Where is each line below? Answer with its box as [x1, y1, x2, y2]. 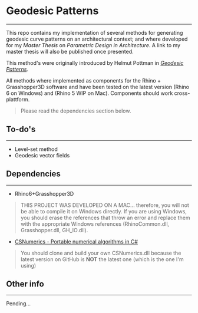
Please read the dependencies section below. [20, 107, 131, 114]
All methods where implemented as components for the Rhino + [6, 77, 161, 84]
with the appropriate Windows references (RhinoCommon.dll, [20, 220, 170, 228]
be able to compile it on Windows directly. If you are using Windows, [20, 207, 187, 215]
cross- [174, 90, 190, 97]
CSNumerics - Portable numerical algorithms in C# [14, 238, 138, 245]
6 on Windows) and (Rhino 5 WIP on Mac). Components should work [6, 90, 173, 97]
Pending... [6, 300, 31, 307]
